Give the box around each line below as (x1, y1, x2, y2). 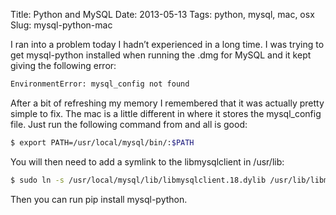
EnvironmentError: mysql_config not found (10, 79, 190, 89)
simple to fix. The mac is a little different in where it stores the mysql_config (10, 107, 322, 119)
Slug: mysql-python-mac (10, 19, 113, 31)
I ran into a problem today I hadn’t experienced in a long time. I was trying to (10, 39, 325, 50)
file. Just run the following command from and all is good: (10, 118, 248, 130)
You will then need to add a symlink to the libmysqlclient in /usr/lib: (10, 155, 285, 168)
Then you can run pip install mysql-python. (10, 193, 188, 205)
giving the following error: (10, 60, 117, 71)
